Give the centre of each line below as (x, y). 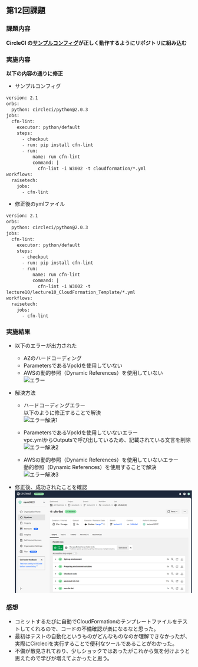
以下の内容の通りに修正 (34, 73)
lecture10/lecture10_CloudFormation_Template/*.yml (71, 292)
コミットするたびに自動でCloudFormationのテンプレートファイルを (96, 621)
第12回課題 (26, 11)
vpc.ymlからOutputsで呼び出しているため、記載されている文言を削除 (107, 440)
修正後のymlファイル (40, 204)
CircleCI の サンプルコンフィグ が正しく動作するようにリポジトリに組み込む (97, 42)
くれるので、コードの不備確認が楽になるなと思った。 (94, 629)
